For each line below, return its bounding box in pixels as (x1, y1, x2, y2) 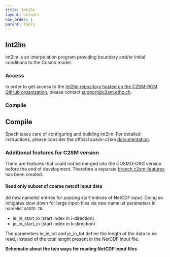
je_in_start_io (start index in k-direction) (12, 220, 95, 226)
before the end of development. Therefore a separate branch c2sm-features (5, 166, 165, 172)
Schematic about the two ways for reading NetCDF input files (5, 245, 137, 252)
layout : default (5, 12, 40, 17)
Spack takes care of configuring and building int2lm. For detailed (5, 131, 141, 137)
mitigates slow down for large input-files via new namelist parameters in (5, 199, 156, 206)
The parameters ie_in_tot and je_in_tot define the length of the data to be (5, 230, 157, 237)
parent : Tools (5, 21, 36, 27)
